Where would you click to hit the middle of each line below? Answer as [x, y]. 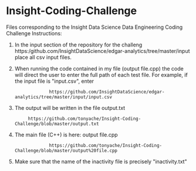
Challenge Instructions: [34, 33]
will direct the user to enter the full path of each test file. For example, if [101, 75]
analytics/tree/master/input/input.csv [63, 97]
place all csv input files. [43, 57]
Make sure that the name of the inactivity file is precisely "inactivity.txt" [101, 161]
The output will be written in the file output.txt [70, 108]
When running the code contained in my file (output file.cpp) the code [99, 68]
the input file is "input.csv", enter [54, 81]
